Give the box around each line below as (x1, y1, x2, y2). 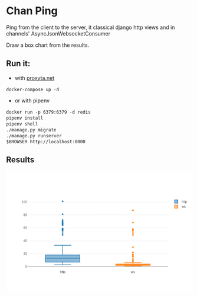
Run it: (6, 59, 31, 69)
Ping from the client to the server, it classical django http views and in (6, 24, 175, 31)
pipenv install (6, 115, 44, 121)
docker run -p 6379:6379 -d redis (6, 109, 91, 115)
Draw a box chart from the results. (6, 41, 90, 49)
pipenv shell (6, 121, 38, 127)
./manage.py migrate (6, 127, 57, 133)
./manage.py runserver (6, 133, 62, 139)
